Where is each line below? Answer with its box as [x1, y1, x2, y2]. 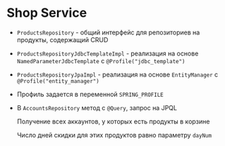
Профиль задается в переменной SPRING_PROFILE [16, 90, 164, 98]
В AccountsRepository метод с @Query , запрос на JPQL [16, 103, 178, 112]
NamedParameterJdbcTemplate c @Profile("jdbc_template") [16, 56, 186, 65]
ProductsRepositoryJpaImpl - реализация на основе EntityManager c [16, 70, 219, 79]
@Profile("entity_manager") [16, 77, 99, 85]
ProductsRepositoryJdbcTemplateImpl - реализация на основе [16, 49, 199, 58]
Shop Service [6, 5, 87, 21]
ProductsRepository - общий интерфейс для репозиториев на [16, 28, 200, 36]
